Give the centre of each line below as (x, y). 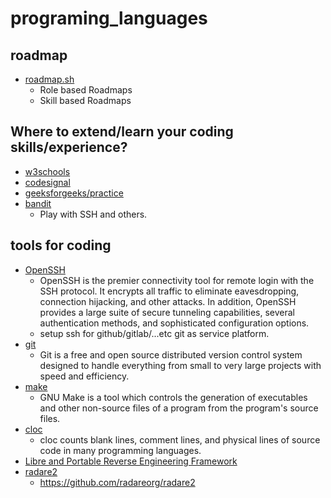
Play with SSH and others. (93, 214)
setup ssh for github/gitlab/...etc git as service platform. (154, 333)
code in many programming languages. (120, 450)
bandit (38, 203)
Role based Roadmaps (86, 90)
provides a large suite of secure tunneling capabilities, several (167, 312)
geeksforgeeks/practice (74, 193)
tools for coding (61, 245)
